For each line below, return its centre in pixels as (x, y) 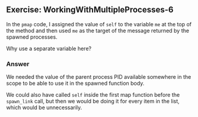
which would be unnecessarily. (44, 107)
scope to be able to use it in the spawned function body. (75, 84)
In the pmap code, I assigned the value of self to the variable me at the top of (99, 24)
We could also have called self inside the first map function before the (93, 95)
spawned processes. (32, 37)
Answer (18, 64)
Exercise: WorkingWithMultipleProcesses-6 (90, 10)
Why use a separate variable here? (49, 48)
